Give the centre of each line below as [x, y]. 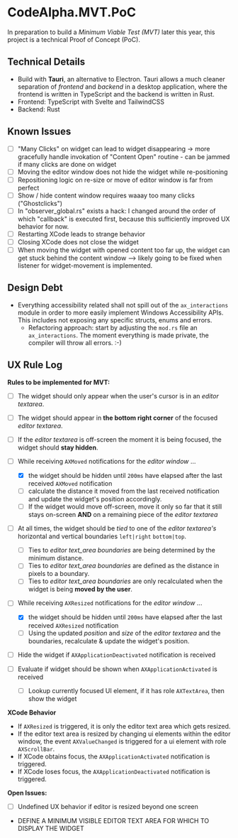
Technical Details [46, 62]
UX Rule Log [35, 365]
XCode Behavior [32, 712]
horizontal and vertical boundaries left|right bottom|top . [102, 536]
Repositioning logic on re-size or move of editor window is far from [115, 180]
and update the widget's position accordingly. [95, 499]
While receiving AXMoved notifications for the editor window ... [107, 461]
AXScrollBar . [36, 749]
